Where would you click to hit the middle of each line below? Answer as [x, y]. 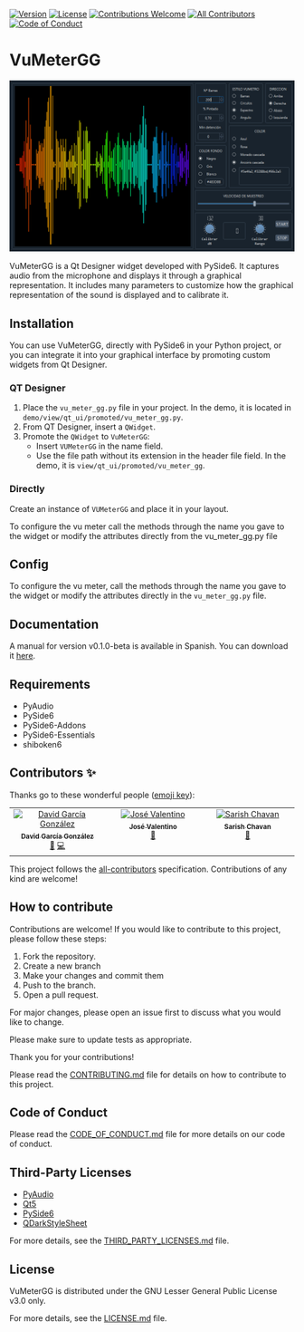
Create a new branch [62, 966]
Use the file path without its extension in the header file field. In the [161, 456]
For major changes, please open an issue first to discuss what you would [145, 1012]
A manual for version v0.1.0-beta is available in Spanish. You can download [149, 646]
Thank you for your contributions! [72, 1057]
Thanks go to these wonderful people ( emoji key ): [102, 795]
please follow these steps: [58, 939]
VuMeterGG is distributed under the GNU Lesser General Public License [143, 1291]
